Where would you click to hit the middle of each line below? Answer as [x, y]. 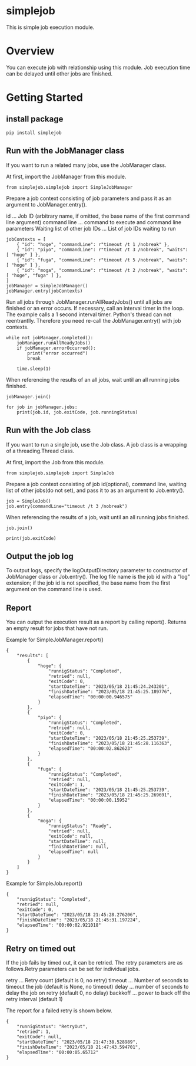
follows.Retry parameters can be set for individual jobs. [73, 969]
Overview [30, 51]
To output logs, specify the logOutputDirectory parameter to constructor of [97, 570]
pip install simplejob [34, 133]
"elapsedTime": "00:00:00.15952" [89, 801]
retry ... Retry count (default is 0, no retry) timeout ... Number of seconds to [97, 980]
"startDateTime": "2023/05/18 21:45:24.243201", [109, 687]
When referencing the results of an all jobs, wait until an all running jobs [93, 379]
